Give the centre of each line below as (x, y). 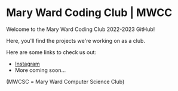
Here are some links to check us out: (51, 52)
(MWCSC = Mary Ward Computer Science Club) (65, 81)
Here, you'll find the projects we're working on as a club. (76, 40)
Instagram (27, 64)
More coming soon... (40, 70)
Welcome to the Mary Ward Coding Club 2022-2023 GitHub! (81, 29)
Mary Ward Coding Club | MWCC (89, 13)
